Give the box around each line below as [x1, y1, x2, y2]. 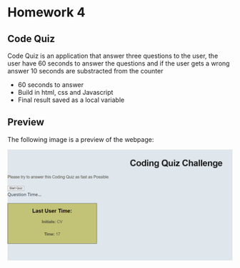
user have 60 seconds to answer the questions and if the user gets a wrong [7, 59, 230, 68]
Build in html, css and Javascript [17, 88, 114, 96]
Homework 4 [7, 4, 86, 21]
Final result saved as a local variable [17, 96, 125, 104]
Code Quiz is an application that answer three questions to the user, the [7, 51, 219, 60]
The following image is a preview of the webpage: [7, 135, 154, 143]
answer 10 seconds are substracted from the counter [7, 67, 164, 75]
